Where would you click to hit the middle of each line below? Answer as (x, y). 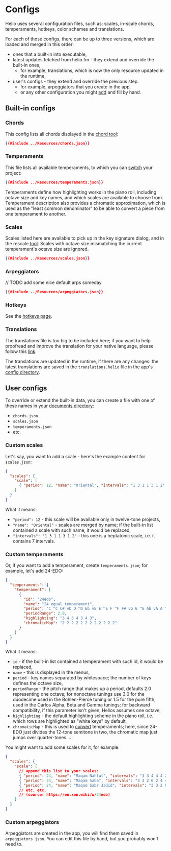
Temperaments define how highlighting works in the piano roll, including (81, 192)
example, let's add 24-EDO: (34, 571)
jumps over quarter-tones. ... (42, 738)
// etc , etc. (33, 790)
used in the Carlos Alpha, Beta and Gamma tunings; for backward (81, 705)
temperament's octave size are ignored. (47, 249)
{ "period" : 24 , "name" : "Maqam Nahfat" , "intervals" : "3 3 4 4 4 (91, 776)
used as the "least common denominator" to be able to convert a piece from (85, 208)
